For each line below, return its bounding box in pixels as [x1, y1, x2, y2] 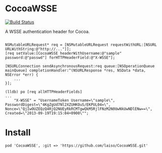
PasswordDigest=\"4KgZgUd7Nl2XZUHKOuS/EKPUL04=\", [5, 102, 111, 107]
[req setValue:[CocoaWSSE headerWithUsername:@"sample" [5, 51, 122, 56]
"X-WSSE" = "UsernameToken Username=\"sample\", [14, 98, 115, 103]
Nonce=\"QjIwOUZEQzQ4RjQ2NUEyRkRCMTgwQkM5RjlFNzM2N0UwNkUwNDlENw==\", [5, 106, 153, 111]
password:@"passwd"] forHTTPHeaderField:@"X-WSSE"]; [5, 55, 115, 60]
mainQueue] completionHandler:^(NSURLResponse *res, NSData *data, [5, 68, 146, 73]
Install [5, 127, 31, 138]
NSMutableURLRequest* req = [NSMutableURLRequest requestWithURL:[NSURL [5, 42, 157, 47]
